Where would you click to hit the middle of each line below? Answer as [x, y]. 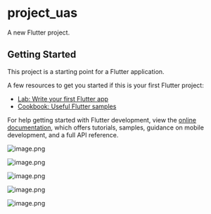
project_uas [43, 13]
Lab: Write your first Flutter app [63, 99]
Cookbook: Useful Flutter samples [67, 106]
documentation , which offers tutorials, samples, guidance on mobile [105, 127]
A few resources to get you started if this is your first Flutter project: [105, 85]
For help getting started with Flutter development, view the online [102, 120]
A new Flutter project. [39, 32]
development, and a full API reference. [63, 134]
